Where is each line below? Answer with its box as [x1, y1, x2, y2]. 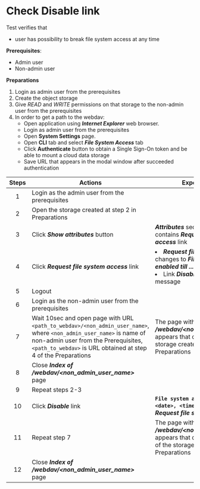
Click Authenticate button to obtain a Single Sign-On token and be [23, 145, 187, 152]
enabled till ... [155, 262, 194, 270]
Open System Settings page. [23, 133, 96, 140]
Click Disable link [32, 402, 81, 410]
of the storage [155, 441, 195, 449]
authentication [23, 164, 60, 171]
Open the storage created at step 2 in [32, 205, 137, 214]
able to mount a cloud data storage [23, 151, 110, 159]
